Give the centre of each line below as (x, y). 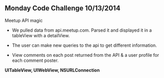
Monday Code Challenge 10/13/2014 (63, 8)
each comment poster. (35, 60)
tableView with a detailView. (41, 35)
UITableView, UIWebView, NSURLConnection (52, 70)
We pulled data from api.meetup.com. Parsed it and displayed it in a (82, 30)
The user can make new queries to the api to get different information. (85, 45)
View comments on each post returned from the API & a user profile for (85, 55)
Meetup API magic (24, 20)
